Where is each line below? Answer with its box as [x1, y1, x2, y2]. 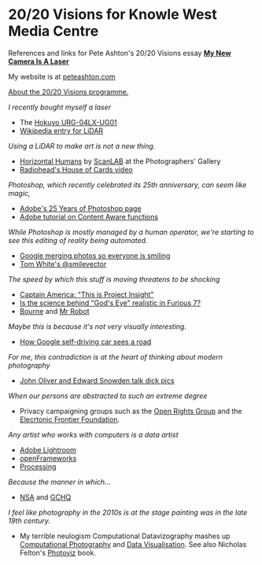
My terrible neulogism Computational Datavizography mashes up [19, 531, 231, 541]
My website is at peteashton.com [8, 72, 116, 81]
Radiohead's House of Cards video [19, 164, 133, 174]
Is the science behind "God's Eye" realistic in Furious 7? [19, 297, 201, 308]
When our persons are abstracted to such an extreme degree [8, 391, 208, 401]
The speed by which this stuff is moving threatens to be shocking [8, 274, 220, 284]
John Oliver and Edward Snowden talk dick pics [19, 375, 175, 385]
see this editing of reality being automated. [8, 235, 148, 245]
